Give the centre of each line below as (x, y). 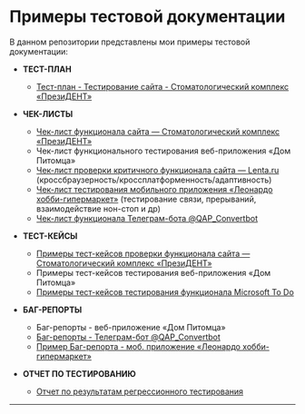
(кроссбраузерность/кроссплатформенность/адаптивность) (154, 180)
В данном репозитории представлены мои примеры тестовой (130, 42)
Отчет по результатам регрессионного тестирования (139, 391)
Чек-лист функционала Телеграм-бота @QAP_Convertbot (147, 218)
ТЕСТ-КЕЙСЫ (50, 236)
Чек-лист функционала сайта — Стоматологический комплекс (158, 131)
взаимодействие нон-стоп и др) (98, 208)
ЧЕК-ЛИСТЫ (48, 113)
